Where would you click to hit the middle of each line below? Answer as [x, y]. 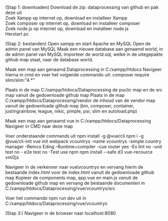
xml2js [12, 157]
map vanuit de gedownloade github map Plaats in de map [65, 95]
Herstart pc [17, 34]
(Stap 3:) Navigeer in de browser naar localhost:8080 [61, 213]
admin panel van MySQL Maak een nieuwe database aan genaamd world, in [84, 49]
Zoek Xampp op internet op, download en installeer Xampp [66, 18]
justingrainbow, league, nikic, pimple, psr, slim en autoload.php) [71, 111]
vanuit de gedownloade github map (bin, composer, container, [70, 106]
